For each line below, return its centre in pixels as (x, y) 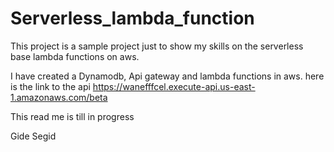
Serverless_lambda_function (132, 18)
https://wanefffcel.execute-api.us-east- (174, 86)
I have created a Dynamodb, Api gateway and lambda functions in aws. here (167, 76)
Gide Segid (33, 136)
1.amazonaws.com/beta (59, 97)
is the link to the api (50, 86)
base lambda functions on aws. (75, 56)
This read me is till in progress (72, 116)
